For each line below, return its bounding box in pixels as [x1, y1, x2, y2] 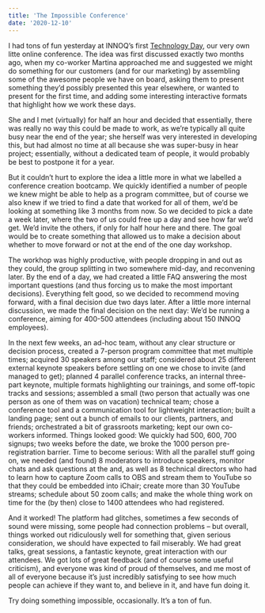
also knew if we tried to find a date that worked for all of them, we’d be [8, 197, 239, 207]
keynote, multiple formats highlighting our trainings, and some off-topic [23, 379, 256, 389]
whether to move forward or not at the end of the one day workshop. [8, 239, 233, 249]
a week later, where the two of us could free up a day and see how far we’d [8, 215, 253, 224]
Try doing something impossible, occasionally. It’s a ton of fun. [8, 596, 212, 605]
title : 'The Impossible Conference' [8, 11, 129, 20]
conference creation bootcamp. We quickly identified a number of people [8, 181, 248, 190]
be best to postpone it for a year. [8, 157, 115, 166]
